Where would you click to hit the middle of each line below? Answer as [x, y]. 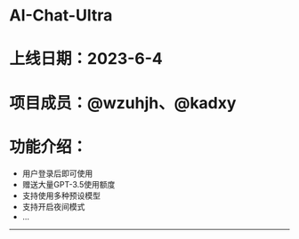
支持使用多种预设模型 [61, 195]
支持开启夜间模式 [53, 206]
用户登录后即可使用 [57, 173]
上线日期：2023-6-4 [86, 59]
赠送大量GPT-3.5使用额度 [69, 184]
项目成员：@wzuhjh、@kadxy [123, 103]
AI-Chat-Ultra [61, 16]
